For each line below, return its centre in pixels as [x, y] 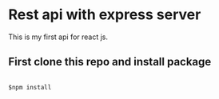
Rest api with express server [105, 15]
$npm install [30, 87]
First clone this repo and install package [110, 62]
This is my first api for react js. [58, 37]
